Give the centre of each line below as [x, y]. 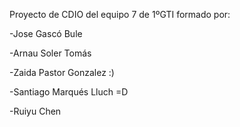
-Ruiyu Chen [35, 111]
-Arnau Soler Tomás [50, 53]
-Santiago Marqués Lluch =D [69, 92]
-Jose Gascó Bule [46, 33]
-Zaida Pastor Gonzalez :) [62, 72]
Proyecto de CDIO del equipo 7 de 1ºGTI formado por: [120, 14]
